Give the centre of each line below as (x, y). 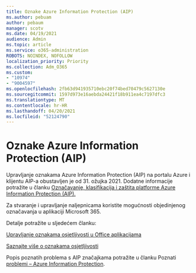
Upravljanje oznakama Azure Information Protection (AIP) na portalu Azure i (98, 175)
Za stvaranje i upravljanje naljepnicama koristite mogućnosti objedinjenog (96, 205)
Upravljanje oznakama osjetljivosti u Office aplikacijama (74, 234)
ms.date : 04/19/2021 (32, 34)
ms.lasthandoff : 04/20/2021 (41, 111)
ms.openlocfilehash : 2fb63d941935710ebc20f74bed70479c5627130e (86, 89)
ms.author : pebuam (29, 17)
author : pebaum (25, 23)
